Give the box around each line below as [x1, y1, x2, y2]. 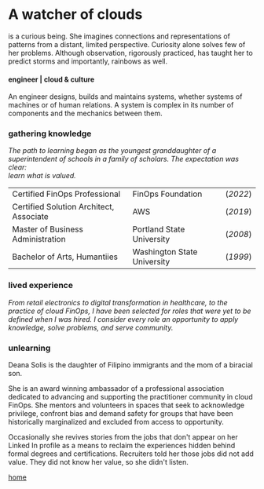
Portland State [132, 224, 185, 235]
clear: [8, 162, 27, 172]
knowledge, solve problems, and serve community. [8, 323, 174, 332]
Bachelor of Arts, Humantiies [12, 251, 118, 262]
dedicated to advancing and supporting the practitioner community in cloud [8, 392, 253, 402]
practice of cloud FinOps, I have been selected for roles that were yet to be [8, 306, 251, 316]
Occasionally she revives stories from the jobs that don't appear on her [8, 432, 238, 442]
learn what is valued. [8, 171, 76, 181]
